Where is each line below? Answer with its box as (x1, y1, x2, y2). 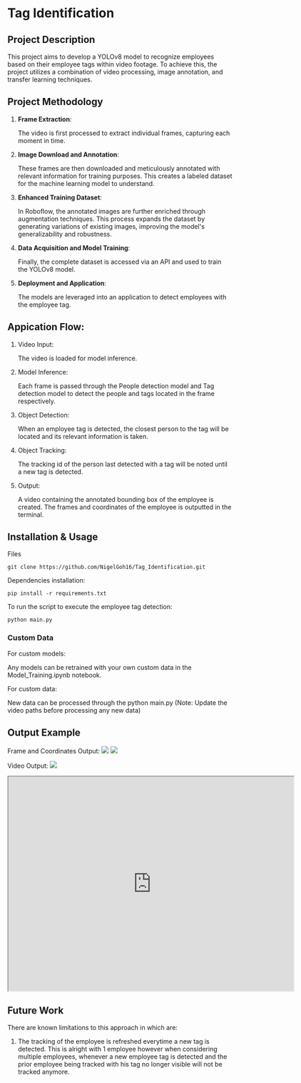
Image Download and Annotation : (17, 150, 120, 159)
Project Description (7, 34, 96, 46)
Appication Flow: (7, 321, 85, 333)
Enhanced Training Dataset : (17, 193, 102, 202)
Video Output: (7, 761, 49, 770)
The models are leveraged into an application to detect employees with (17, 292, 227, 301)
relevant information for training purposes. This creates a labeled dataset (17, 172, 233, 180)
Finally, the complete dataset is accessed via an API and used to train (17, 257, 222, 266)
